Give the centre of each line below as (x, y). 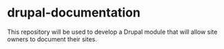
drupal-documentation (74, 13)
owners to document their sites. (52, 39)
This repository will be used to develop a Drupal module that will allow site (112, 32)
